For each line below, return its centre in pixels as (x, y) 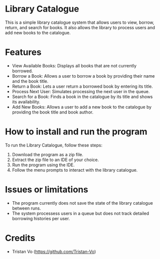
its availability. (26, 102)
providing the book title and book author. (53, 112)
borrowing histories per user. (41, 218)
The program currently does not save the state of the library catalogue (82, 203)
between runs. (26, 208)
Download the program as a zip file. (48, 154)
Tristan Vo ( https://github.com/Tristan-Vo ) (54, 251)
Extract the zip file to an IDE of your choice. (56, 160)
